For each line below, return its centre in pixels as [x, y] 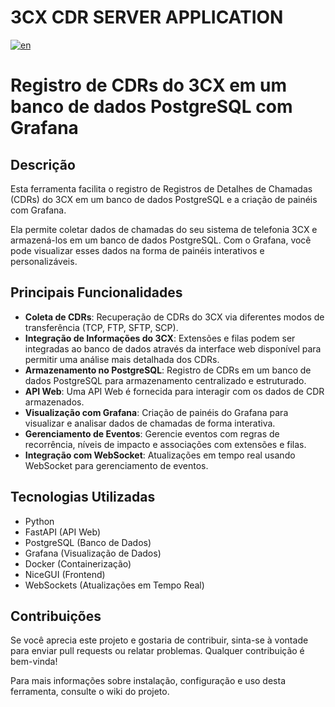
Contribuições [56, 616]
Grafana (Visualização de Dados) [93, 553]
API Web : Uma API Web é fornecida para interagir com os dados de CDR [174, 391]
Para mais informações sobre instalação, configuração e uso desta [148, 681]
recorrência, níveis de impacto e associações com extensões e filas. [165, 444]
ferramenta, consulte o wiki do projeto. [90, 692]
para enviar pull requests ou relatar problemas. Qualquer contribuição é [157, 651]
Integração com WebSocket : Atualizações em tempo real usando [160, 455]
